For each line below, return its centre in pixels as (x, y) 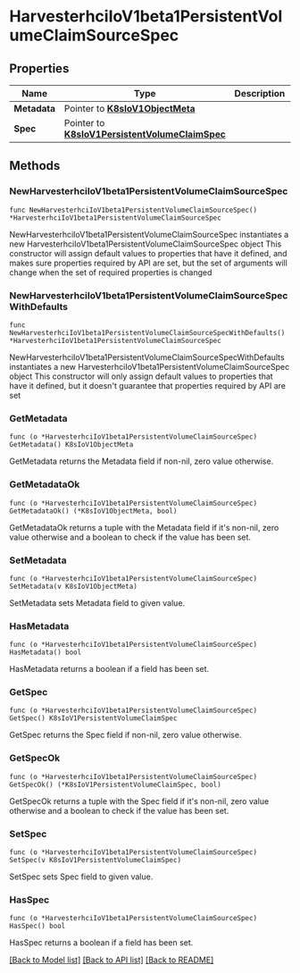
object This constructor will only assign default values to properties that (142, 376)
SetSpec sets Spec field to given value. (81, 877)
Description (260, 93)
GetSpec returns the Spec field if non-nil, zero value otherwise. (125, 735)
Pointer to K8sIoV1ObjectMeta (129, 109)
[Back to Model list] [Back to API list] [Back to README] (112, 960)
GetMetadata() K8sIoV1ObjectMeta (71, 445)
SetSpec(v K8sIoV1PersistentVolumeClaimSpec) (95, 860)
